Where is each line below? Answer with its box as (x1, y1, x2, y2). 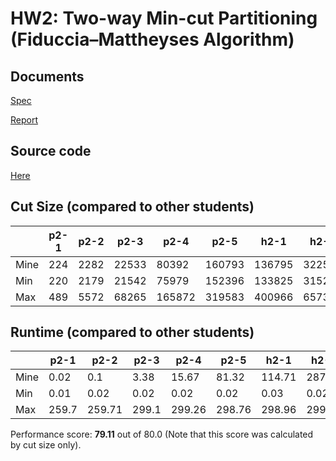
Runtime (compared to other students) (10, 324, 255, 341)
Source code (10, 143, 92, 160)
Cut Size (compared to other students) (10, 198, 255, 216)
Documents (10, 68, 85, 85)
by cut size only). (10, 439, 82, 451)
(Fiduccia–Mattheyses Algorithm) (10, 28, 295, 51)
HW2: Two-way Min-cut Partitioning (10, 7, 318, 30)
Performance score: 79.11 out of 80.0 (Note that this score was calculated (10, 428, 314, 441)
